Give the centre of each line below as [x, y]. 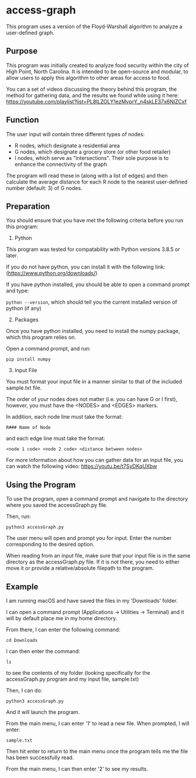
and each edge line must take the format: [56, 439]
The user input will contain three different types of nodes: [75, 134]
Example [22, 587]
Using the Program [41, 485]
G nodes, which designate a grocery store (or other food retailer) [92, 152]
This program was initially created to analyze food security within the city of [97, 65]
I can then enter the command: [43, 651]
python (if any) [24, 308]
